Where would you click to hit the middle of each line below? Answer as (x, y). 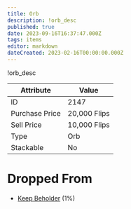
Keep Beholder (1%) (46, 198)
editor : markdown (33, 46)
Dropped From (50, 179)
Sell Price (26, 125)
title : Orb (23, 14)
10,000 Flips (89, 125)
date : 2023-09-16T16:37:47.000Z (54, 33)
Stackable (27, 147)
